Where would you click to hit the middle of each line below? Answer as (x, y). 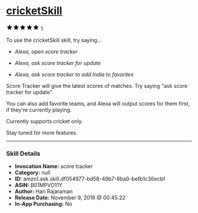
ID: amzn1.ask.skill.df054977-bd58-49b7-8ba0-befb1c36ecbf (90, 179)
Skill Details (23, 153)
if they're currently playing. (39, 110)
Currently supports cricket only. (45, 121)
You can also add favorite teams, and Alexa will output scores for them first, (98, 103)
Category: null (32, 173)
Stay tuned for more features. (42, 132)
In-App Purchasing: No (43, 204)
